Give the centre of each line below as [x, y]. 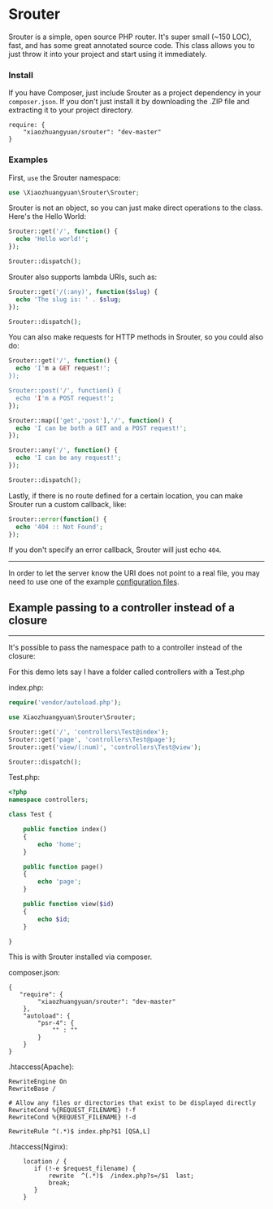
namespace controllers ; [49, 800]
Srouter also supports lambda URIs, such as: [83, 277]
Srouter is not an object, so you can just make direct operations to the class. [136, 208]
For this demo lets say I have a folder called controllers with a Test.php [127, 672]
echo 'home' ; [60, 844]
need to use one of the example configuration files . [94, 582]
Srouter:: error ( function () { [58, 519]
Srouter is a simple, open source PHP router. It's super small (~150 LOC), [130, 37]
